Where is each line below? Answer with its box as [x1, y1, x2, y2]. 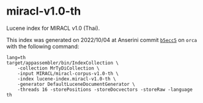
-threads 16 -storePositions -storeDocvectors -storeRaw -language [17, 87, 193, 93]
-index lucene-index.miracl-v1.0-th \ [17, 76, 116, 82]
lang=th [6, 54, 26, 60]
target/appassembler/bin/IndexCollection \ [6, 60, 119, 66]
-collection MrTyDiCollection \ [17, 65, 100, 71]
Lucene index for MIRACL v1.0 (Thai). [6, 24, 100, 32]
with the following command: [6, 43, 79, 50]
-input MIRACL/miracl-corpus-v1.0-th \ [17, 70, 119, 77]
